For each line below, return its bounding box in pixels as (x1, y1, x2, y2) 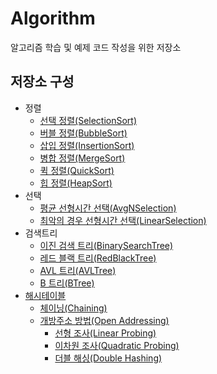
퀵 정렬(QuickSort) (39, 164, 115, 176)
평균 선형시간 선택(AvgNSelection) (39, 202, 177, 214)
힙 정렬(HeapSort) (39, 177, 113, 189)
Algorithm (10, 7, 96, 30)
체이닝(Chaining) (39, 302, 108, 314)
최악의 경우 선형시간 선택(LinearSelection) (39, 214, 207, 226)
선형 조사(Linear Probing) (54, 327, 157, 339)
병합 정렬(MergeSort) (39, 152, 126, 164)
